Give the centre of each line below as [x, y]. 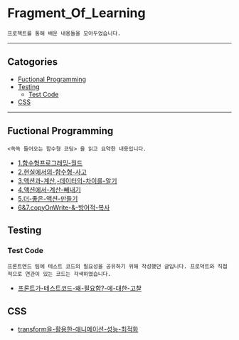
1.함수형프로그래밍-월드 [50, 163]
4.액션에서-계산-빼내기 [49, 190]
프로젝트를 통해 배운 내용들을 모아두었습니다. [64, 34]
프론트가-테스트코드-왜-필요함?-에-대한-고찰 [80, 288]
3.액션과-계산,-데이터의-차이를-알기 [67, 180]
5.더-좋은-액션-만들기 [48, 198]
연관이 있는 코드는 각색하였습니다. [68, 274]
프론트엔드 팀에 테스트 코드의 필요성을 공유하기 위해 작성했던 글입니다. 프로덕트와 [111, 267]
